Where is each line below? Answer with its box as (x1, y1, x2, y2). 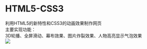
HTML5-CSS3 (5, 3, 64, 14)
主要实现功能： (5, 26, 36, 32)
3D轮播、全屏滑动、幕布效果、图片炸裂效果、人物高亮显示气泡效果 (5, 32, 142, 38)
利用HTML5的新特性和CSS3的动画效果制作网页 (5, 20, 102, 26)
